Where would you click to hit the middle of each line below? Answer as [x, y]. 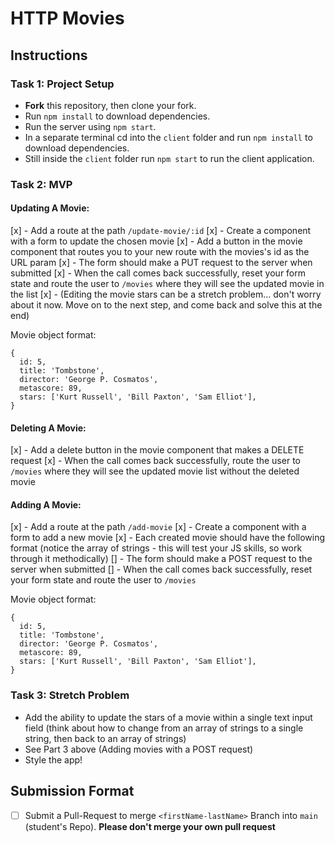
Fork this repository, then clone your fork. [110, 105]
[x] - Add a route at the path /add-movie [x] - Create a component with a [158, 527]
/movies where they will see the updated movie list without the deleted [155, 471]
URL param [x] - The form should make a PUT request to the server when [161, 262]
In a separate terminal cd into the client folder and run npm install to [168, 137]
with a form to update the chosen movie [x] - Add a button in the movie [156, 241]
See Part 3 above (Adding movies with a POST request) [139, 749]
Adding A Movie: [46, 504]
